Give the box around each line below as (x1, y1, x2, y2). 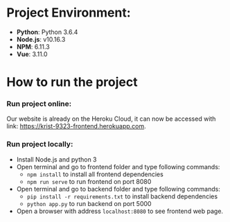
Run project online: (6, 99, 72, 109)
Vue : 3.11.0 (16, 50, 48, 58)
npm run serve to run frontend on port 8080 (26, 177, 152, 185)
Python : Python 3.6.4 (16, 28, 78, 36)
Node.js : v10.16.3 (16, 35, 66, 43)
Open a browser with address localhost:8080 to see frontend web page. (16, 207, 223, 215)
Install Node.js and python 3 (16, 155, 97, 164)
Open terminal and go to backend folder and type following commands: (16, 185, 221, 193)
